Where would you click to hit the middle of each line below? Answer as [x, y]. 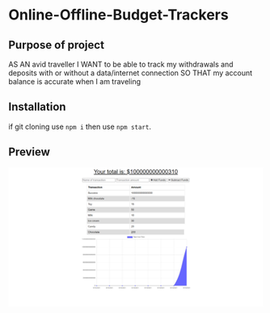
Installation [37, 107]
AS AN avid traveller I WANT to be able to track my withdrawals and [121, 64]
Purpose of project [57, 45]
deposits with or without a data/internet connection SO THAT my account [131, 73]
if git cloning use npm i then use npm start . [80, 126]
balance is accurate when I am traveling [75, 81]
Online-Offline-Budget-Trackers [118, 15]
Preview [30, 152]
